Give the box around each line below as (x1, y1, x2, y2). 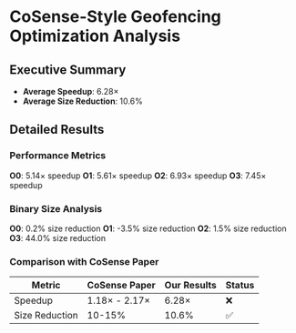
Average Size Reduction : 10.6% (22, 96, 143, 106)
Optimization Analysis (9, 25, 180, 46)
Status (225, 279, 255, 292)
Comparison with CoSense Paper (9, 255, 159, 267)
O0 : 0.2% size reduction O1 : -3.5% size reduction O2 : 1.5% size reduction (9, 223, 287, 234)
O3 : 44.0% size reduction (9, 232, 107, 243)
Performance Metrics (9, 149, 107, 162)
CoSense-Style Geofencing (9, 6, 221, 27)
